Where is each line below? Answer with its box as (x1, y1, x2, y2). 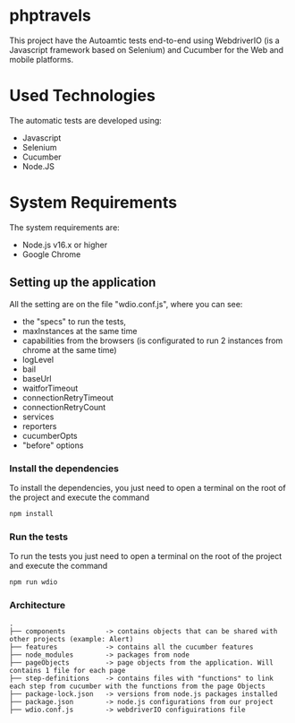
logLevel (21, 354, 55, 365)
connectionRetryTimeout (21, 392, 114, 403)
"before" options (21, 440, 84, 451)
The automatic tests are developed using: (9, 115, 163, 125)
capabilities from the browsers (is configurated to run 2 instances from (21, 335, 283, 346)
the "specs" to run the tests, (21, 315, 127, 327)
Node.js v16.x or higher (21, 239, 108, 250)
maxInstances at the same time (21, 325, 138, 336)
